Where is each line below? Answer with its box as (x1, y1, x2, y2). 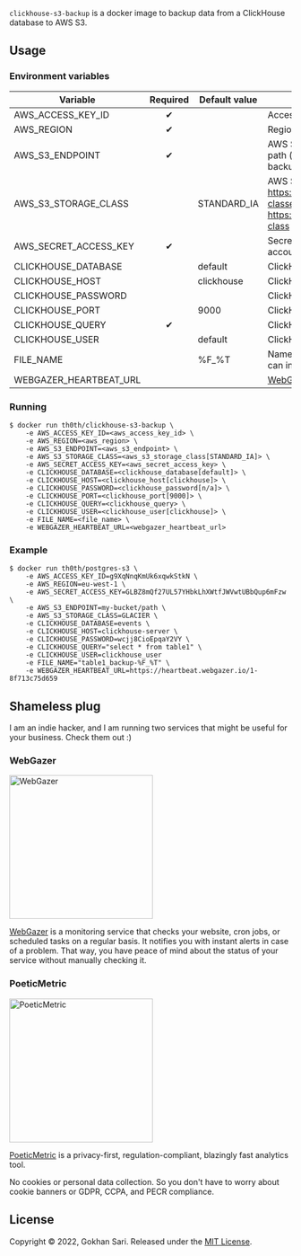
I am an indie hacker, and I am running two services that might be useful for (9, 722, 288, 733)
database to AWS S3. (9, 17, 88, 28)
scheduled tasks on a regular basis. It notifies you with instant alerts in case (9, 936, 289, 947)
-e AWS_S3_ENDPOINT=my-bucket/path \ (25, 604, 167, 613)
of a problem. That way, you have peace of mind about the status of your (9, 945, 279, 956)
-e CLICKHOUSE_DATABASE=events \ (25, 619, 150, 628)
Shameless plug (9, 698, 101, 713)
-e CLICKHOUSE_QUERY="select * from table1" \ (25, 642, 202, 652)
